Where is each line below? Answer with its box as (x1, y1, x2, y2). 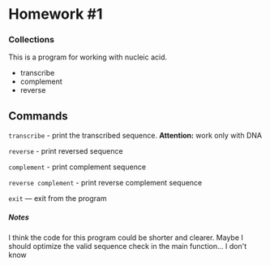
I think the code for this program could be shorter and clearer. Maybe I (8, 233, 243, 242)
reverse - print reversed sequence (8, 146, 123, 156)
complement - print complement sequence (8, 162, 147, 172)
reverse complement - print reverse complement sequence (8, 178, 203, 188)
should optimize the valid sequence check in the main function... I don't (8, 242, 247, 251)
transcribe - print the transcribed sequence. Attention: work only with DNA (8, 131, 262, 141)
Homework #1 (8, 5, 103, 24)
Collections (8, 34, 55, 46)
